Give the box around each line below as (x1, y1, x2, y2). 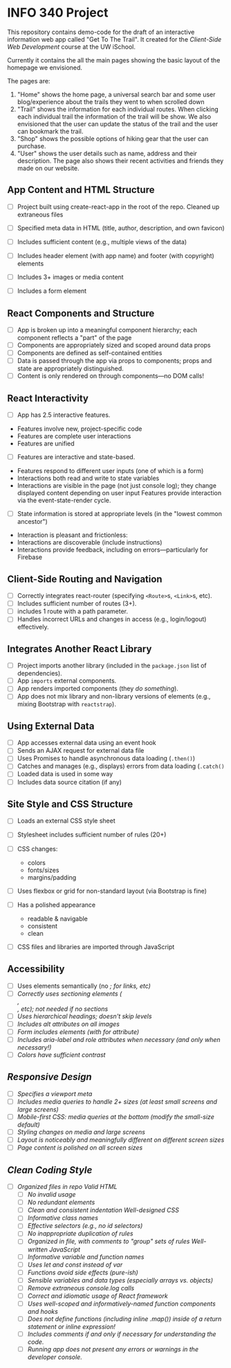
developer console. (27, 1353, 83, 1361)
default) (17, 1120, 40, 1129)
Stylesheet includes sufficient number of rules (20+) (17, 830, 167, 839)
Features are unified (17, 439, 75, 448)
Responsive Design (7, 1071, 92, 1083)
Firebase (17, 553, 43, 561)
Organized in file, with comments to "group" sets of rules (27, 1237, 190, 1246)
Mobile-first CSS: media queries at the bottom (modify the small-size (17, 1112, 214, 1121)
